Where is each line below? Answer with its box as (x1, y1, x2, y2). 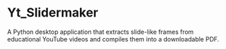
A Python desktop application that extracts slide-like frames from (7, 28, 194, 36)
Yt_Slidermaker (7, 5, 99, 21)
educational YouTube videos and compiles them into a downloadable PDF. (7, 35, 220, 43)
